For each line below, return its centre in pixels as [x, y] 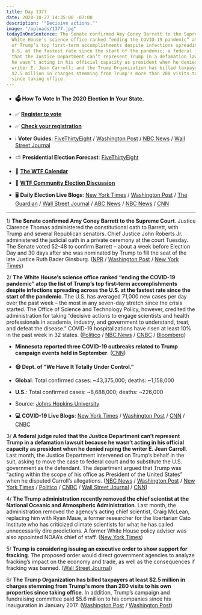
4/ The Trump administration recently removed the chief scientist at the [98, 499]
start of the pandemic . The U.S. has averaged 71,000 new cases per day [97, 297]
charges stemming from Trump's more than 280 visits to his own [89, 586]
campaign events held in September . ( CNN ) [70, 353]
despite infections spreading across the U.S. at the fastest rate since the [98, 290]
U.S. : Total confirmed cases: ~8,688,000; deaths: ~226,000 [89, 392]
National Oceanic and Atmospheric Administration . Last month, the [91, 505]
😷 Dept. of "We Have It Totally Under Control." [74, 366]
